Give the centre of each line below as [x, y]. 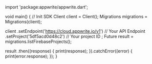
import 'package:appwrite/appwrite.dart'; [46, 7]
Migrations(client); [23, 22]
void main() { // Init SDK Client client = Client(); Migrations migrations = [76, 16]
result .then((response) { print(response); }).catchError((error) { [69, 51]
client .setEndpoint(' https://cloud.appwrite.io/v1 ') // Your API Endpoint [75, 31]
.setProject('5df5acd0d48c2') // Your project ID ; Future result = [69, 36]
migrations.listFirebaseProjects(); [38, 42]
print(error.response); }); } [31, 56]
